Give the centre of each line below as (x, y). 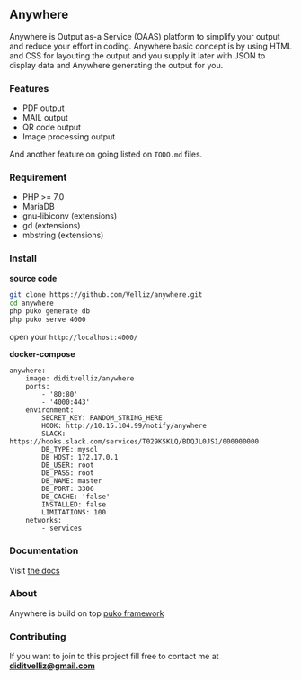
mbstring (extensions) (63, 235)
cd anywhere (31, 303)
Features (29, 88)
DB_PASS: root (68, 473)
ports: (38, 387)
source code (33, 278)
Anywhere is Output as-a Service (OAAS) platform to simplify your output (145, 36)
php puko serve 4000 (48, 320)
